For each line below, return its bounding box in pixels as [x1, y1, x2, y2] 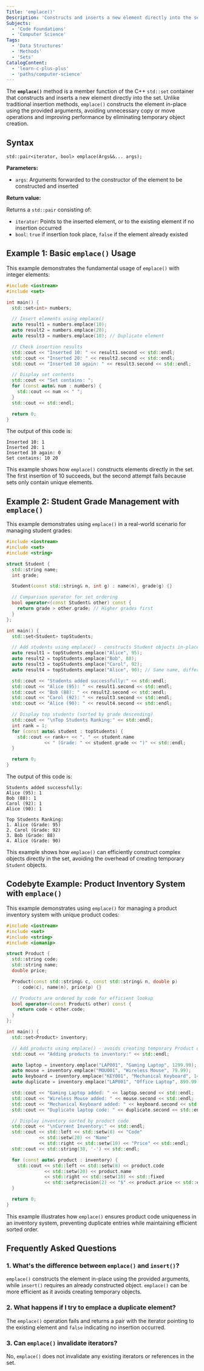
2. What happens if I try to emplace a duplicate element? [6, 1304, 176, 1312]
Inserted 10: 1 [6, 439, 45, 445]
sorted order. [6, 1225, 39, 1233]
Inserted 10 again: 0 [6, 450, 61, 456]
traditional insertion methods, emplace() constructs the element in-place [6, 101, 187, 108]
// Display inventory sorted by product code [12, 1118, 129, 1124]
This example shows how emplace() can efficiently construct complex [6, 849, 181, 856]
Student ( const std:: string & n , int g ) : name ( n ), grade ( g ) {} [12, 583, 172, 589]
